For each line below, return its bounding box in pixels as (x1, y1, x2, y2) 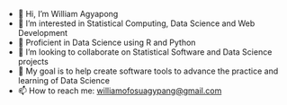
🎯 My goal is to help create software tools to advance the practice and (17, 66, 279, 76)
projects (17, 57, 49, 66)
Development (17, 28, 68, 38)
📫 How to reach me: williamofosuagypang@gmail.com (17, 85, 222, 96)
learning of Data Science (17, 75, 111, 85)
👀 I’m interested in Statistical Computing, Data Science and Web (17, 18, 256, 29)
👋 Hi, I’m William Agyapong (17, 9, 119, 19)
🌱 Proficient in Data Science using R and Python (17, 37, 196, 48)
